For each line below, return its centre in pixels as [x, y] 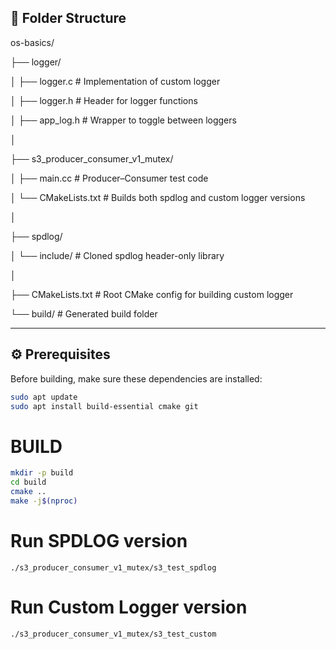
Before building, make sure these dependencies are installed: [136, 378]
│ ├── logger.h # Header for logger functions [104, 100]
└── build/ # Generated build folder [84, 313]
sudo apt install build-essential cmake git [104, 406]
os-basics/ [32, 42]
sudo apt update [44, 397]
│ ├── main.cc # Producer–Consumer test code [109, 178]
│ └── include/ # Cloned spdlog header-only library [117, 255]
